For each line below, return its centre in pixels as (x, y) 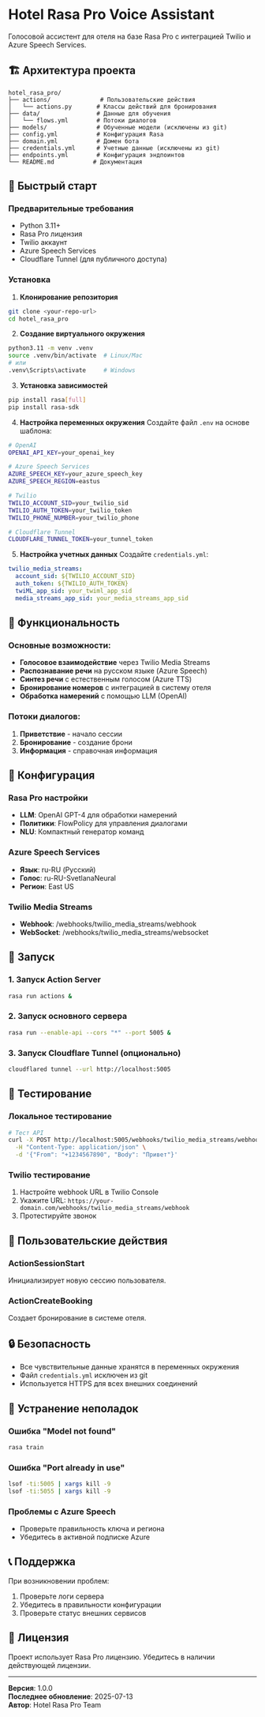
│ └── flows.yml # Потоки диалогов (82, 120)
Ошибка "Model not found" (62, 1431)
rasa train (26, 1447)
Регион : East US (47, 886)
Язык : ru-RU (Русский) (58, 870)
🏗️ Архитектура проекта (72, 71)
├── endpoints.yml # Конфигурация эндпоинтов (97, 155)
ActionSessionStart (47, 1263)
